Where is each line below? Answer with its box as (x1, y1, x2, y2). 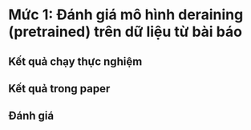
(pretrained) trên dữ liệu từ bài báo (8, 22, 243, 41)
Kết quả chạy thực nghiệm (8, 55, 143, 68)
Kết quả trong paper (8, 82, 111, 95)
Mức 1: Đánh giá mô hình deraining (8, 6, 244, 24)
